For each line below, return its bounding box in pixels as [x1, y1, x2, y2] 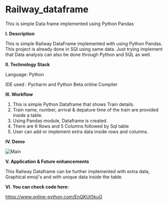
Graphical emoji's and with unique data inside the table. [5, 174, 123, 180]
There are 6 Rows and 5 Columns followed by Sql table [12, 123, 129, 129]
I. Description [5, 30, 35, 36]
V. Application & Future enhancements [5, 158, 89, 164]
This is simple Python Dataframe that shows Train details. [12, 101, 135, 107]
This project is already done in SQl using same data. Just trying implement [5, 46, 163, 52]
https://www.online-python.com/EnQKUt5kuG [5, 194, 103, 200]
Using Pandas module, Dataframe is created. [12, 117, 108, 124]
